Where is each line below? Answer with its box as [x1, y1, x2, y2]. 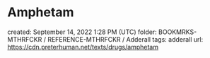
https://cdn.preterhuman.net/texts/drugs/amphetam [7, 42, 159, 51]
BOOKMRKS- [158, 28, 197, 36]
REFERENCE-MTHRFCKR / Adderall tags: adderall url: [47, 35, 204, 43]
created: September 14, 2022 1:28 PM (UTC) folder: [7, 28, 157, 36]
